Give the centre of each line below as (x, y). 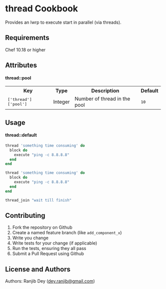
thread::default (21, 135)
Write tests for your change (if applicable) (55, 243)
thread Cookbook (41, 9)
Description (105, 91)
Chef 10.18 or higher (25, 49)
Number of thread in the (103, 99)
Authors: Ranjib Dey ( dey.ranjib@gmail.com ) (50, 281)
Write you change (30, 238)
